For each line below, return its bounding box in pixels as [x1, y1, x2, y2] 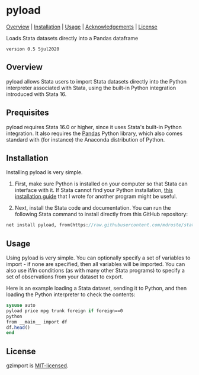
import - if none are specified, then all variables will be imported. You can [6, 261, 185, 268]
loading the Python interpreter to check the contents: [6, 291, 136, 298]
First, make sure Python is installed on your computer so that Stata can [14, 180, 188, 187]
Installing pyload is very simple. [6, 169, 83, 176]
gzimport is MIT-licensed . [6, 362, 69, 369]
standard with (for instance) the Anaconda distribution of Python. [6, 136, 165, 143]
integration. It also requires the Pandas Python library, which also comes [6, 130, 183, 137]
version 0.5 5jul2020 [6, 46, 60, 52]
